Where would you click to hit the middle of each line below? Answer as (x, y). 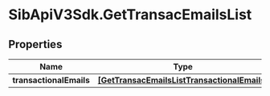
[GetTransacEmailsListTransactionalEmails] (183, 80)
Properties (35, 44)
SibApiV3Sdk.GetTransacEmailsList (130, 15)
